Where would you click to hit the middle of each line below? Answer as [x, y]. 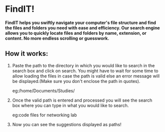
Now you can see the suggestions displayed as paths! [67, 124]
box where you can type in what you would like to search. [70, 105]
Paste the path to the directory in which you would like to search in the [83, 65]
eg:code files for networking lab [44, 115]
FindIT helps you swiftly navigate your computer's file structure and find [81, 23]
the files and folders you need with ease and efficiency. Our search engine [82, 27]
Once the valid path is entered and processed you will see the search [82, 100]
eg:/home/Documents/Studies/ [43, 91]
